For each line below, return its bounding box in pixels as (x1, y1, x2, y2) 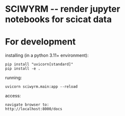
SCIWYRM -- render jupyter (5, 3, 121, 15)
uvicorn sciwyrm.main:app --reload (5, 84, 78, 89)
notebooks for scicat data (5, 14, 112, 25)
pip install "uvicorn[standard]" (5, 62, 74, 67)
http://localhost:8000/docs (5, 107, 63, 112)
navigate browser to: (5, 102, 50, 107)
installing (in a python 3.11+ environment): (5, 52, 89, 58)
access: (5, 93, 21, 99)
